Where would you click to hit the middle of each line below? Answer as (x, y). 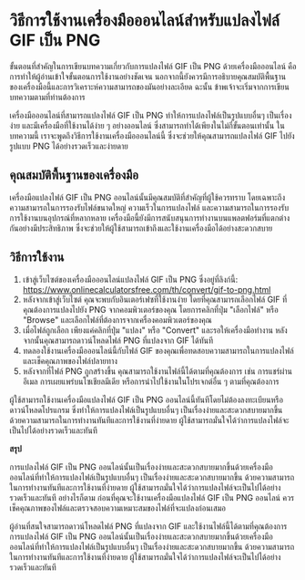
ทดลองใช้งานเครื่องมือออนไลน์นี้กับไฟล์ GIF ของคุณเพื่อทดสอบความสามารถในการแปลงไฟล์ (158, 350)
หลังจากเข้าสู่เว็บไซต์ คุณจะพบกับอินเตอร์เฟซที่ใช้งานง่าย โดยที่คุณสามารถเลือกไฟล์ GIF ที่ (155, 299)
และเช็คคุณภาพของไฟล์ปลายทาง (70, 360)
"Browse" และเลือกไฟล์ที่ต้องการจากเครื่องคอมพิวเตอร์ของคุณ (117, 319)
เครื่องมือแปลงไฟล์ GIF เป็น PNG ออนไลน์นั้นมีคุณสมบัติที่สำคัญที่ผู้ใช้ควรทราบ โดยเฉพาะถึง (147, 197)
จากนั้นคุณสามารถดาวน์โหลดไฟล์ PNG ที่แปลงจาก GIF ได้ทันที (118, 340)
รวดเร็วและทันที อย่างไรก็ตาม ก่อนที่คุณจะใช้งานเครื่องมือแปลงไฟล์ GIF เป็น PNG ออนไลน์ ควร (152, 497)
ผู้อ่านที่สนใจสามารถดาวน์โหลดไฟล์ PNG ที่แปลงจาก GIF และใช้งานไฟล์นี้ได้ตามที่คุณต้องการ (148, 526)
